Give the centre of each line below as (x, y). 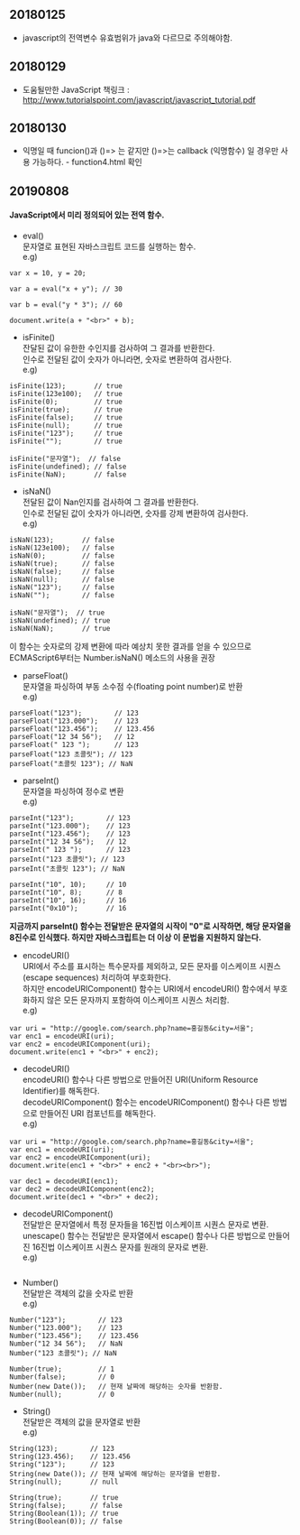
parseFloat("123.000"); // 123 (74, 721)
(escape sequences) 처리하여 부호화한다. (96, 977)
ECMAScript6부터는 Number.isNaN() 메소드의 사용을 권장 (113, 658)
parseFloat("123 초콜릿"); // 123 (71, 754)
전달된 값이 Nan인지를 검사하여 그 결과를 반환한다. (110, 502)
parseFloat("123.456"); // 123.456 (82, 729)
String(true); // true (64, 1498)
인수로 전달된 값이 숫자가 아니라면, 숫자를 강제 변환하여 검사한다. (136, 513)
